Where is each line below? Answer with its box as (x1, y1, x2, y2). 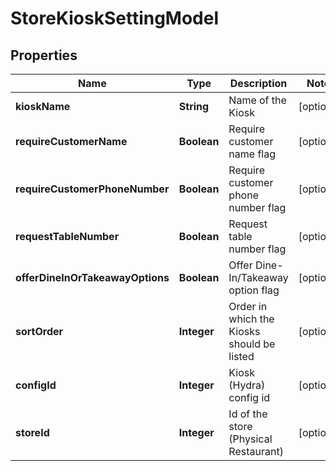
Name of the (228, 93, 287, 107)
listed (228, 350, 255, 363)
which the (228, 312, 275, 326)
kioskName (15, 100, 71, 113)
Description (229, 77, 288, 90)
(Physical (228, 432, 273, 446)
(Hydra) (228, 378, 266, 392)
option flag (228, 283, 280, 297)
